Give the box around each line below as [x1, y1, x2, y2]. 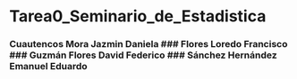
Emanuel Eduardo [9, 60, 88, 73]
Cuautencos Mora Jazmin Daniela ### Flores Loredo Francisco [9, 38, 288, 51]
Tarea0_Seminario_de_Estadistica [9, 6, 267, 27]
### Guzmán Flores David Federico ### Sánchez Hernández [9, 49, 277, 61]
